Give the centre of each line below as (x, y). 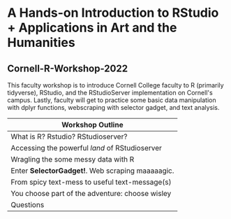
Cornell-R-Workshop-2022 (67, 68)
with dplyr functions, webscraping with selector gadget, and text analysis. (113, 107)
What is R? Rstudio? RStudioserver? (69, 136)
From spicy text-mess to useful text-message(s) (91, 182)
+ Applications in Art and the (92, 28)
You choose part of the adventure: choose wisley (91, 193)
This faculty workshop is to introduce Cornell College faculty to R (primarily (116, 85)
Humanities (41, 43)
